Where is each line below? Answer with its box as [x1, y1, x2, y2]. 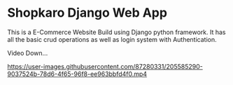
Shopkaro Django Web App [7, 5, 168, 21]
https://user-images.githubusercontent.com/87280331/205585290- [7, 62, 203, 70]
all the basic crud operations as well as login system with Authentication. [7, 35, 217, 43]
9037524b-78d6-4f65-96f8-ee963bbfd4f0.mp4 [7, 70, 148, 78]
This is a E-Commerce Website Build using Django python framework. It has [7, 28, 226, 36]
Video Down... [7, 49, 48, 57]
